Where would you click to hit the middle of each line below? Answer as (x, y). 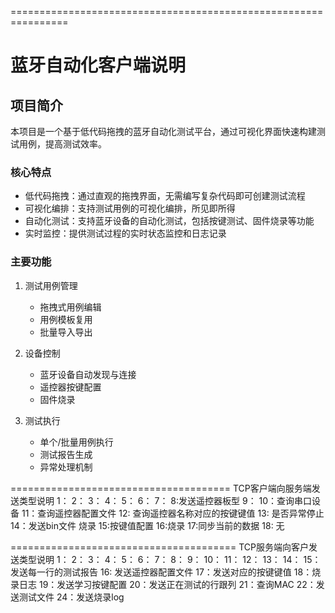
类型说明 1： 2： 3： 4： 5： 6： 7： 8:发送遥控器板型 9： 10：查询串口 (165, 500)
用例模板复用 (66, 319)
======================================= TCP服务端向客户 (159, 547)
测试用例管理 (51, 285)
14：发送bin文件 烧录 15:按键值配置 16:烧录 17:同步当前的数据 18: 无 (147, 525)
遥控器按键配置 (70, 387)
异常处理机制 (66, 467)
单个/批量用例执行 (76, 442)
